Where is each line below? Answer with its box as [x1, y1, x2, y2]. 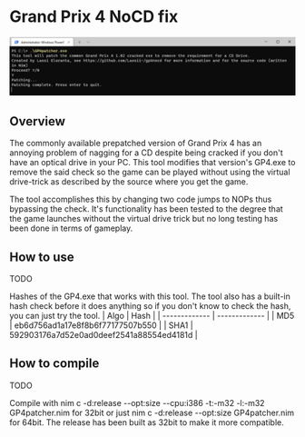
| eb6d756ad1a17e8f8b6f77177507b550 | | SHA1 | [9, 320, 193, 331]
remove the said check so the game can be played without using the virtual [9, 166, 290, 178]
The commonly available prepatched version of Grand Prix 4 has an [9, 138, 262, 149]
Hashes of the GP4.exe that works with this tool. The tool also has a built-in [9, 291, 290, 302]
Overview [9, 114, 66, 129]
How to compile [9, 356, 100, 372]
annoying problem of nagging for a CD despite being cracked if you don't [9, 147, 283, 158]
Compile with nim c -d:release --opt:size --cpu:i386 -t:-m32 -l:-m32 [9, 397, 265, 408]
